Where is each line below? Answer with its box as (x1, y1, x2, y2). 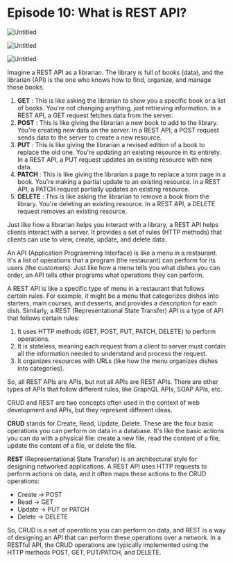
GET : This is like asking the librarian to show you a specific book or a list (17, 96, 226, 105)
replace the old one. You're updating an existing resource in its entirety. (17, 148, 222, 156)
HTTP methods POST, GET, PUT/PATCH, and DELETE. (7, 548, 162, 556)
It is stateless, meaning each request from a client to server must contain (17, 342, 226, 350)
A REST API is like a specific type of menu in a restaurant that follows (7, 284, 205, 292)
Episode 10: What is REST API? (7, 5, 187, 21)
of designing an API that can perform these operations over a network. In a (7, 533, 221, 541)
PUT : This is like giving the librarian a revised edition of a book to (17, 140, 205, 149)
